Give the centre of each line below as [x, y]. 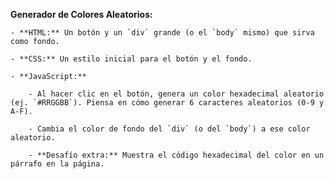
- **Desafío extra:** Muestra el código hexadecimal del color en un [176, 155]
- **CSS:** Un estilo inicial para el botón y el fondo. [131, 59]
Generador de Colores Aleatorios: [81, 14]
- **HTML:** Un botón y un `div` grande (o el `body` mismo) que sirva [162, 33]
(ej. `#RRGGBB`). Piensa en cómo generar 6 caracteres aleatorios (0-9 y [167, 103]
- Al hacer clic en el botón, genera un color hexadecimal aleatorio [176, 94]
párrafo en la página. [57, 164]
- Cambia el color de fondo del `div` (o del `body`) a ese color [169, 129]
